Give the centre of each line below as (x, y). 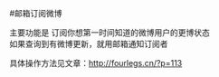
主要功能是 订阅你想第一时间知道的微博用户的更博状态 (109, 33)
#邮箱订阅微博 (36, 13)
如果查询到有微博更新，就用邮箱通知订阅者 (89, 44)
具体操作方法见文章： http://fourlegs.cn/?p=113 (96, 63)
